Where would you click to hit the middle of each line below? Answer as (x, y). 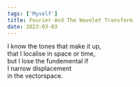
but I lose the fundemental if (48, 61)
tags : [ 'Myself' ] (33, 14)
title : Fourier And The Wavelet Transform (70, 20)
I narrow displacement (40, 69)
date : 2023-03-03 (33, 26)
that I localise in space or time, (51, 54)
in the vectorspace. (35, 76)
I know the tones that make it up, (54, 47)
